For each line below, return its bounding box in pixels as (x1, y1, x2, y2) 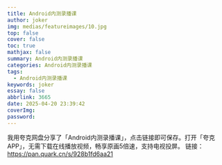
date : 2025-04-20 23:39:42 (7, 101, 85, 107)
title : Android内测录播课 (7, 10, 77, 17)
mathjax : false (7, 49, 51, 56)
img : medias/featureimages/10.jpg (7, 23, 108, 30)
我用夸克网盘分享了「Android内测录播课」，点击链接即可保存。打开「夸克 (7, 133, 215, 141)
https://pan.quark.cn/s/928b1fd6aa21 (7, 150, 113, 158)
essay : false (7, 87, 45, 94)
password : (7, 113, 36, 120)
